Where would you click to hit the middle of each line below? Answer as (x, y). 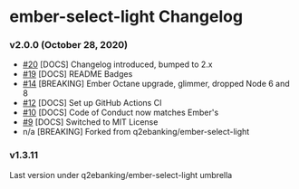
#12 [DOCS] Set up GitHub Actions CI (92, 103)
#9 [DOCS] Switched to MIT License (90, 122)
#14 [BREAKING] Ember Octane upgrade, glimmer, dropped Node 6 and (156, 84)
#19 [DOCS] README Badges (77, 74)
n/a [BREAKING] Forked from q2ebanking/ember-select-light (136, 132)
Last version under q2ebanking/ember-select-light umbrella (121, 175)
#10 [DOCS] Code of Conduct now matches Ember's (121, 113)
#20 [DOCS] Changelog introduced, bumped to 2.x (117, 64)
